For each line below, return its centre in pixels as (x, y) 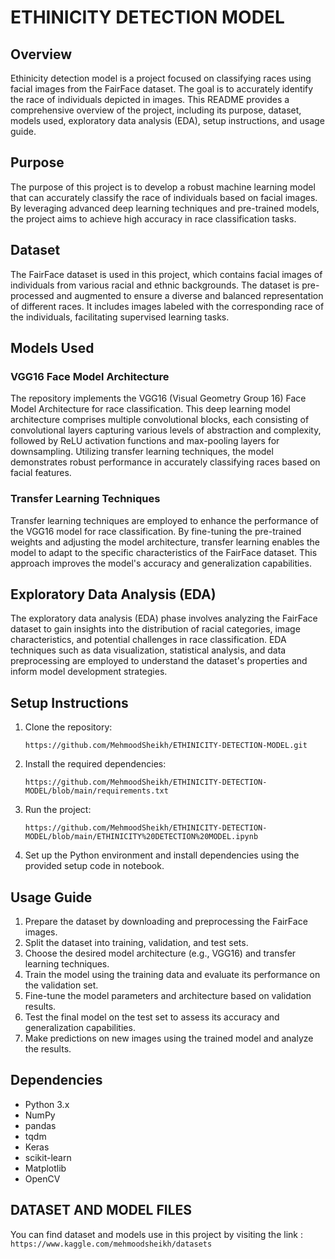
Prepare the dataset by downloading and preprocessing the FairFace (166, 922)
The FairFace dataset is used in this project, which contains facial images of (166, 274)
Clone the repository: (68, 727)
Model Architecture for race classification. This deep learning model (150, 409)
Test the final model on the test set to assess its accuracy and (152, 1017)
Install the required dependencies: (95, 764)
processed (32, 295)
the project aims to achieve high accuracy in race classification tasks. (153, 218)
